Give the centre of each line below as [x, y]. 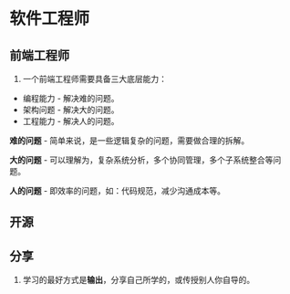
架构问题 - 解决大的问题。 [71, 110]
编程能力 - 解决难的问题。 [71, 98]
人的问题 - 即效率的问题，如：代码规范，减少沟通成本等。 [118, 191]
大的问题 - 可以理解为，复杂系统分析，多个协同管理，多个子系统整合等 [141, 160]
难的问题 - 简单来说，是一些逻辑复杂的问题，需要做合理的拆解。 [129, 141]
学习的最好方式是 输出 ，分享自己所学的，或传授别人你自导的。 [139, 280]
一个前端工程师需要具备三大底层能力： [94, 79]
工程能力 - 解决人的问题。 [71, 121]
